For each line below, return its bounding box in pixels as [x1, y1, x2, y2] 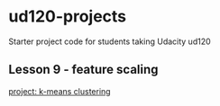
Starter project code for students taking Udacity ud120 [8, 36, 211, 47]
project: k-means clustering [8, 85, 111, 96]
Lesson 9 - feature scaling [8, 62, 159, 77]
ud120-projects [8, 6, 127, 27]
